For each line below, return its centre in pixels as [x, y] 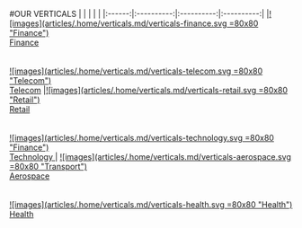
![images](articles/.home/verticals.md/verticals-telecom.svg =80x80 [136, 71]
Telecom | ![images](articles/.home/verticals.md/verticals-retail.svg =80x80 [149, 90]
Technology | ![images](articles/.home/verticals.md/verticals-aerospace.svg [151, 157]
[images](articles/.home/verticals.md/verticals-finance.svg [118, 23]
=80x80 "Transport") [49, 167]
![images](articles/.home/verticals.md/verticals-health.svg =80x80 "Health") [151, 205]
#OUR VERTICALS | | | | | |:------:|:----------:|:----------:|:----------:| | [139, 14]
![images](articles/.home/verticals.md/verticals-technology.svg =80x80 [142, 138]
